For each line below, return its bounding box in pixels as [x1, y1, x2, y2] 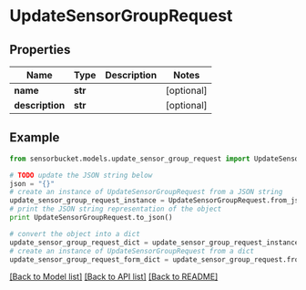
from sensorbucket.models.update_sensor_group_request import [9, 154, 250, 163]
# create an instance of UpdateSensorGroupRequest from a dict [9, 246, 255, 255]
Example [9, 129, 60, 146]
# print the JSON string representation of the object [9, 204, 222, 214]
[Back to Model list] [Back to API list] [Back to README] [9, 271, 219, 283]
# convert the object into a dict [9, 229, 141, 238]
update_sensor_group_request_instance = [9, 196, 166, 205]
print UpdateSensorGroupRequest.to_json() [9, 213, 173, 223]
